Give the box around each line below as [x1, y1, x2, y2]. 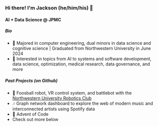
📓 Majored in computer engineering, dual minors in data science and [12, 40, 151, 46]
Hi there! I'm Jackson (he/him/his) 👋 [5, 4, 94, 11]
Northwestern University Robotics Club [12, 95, 92, 101]
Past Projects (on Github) [5, 78, 58, 84]
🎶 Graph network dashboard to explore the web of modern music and [12, 100, 154, 106]
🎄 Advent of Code [12, 111, 49, 117]
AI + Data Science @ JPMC [5, 17, 62, 23]
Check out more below [12, 117, 59, 123]
